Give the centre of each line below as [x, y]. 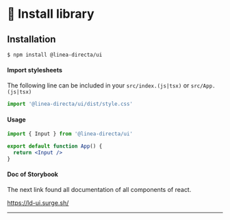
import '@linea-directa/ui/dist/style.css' [70, 104]
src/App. [203, 86]
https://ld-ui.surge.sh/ [38, 203]
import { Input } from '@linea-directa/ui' [70, 134]
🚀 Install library [51, 14]
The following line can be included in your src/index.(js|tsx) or [98, 85]
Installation [31, 39]
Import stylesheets [35, 70]
